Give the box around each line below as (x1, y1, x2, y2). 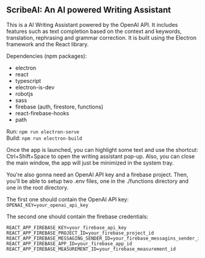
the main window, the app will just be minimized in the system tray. (6, 159, 174, 167)
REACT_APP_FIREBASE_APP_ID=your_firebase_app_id (6, 240, 132, 246)
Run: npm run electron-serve (6, 127, 80, 135)
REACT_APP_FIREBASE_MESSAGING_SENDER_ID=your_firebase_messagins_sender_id (6, 235, 203, 242)
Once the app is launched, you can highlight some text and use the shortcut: (6, 146, 198, 153)
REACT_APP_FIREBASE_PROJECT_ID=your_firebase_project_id (6, 230, 154, 236)
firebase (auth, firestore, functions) (15, 103, 104, 110)
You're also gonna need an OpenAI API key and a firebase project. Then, (6, 171, 189, 178)
